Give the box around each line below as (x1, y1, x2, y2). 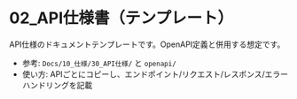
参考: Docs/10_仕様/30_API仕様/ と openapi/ (21, 57, 177, 68)
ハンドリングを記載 (21, 80, 93, 90)
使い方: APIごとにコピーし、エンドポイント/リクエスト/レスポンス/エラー (21, 68, 288, 80)
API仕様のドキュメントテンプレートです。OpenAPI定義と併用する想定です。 (9, 39, 285, 49)
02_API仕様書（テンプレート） (9, 8, 233, 28)
